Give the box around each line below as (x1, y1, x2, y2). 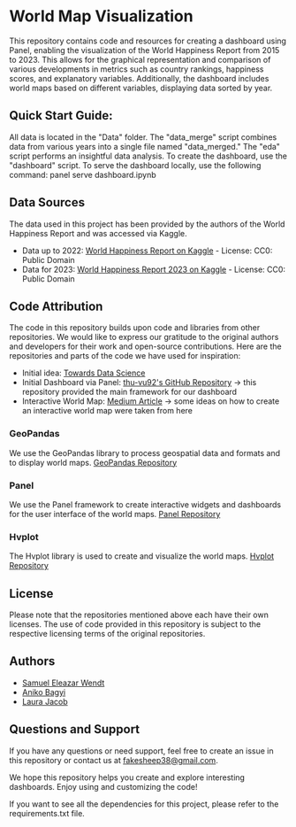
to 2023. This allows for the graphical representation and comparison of (9, 54, 271, 65)
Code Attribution (9, 298, 103, 313)
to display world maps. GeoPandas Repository (9, 457, 178, 468)
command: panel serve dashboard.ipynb (9, 169, 156, 180)
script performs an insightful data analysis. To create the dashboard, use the (9, 151, 287, 161)
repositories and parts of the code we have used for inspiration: (9, 351, 241, 361)
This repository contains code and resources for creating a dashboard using (9, 35, 287, 46)
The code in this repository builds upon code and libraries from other (9, 322, 261, 333)
